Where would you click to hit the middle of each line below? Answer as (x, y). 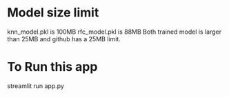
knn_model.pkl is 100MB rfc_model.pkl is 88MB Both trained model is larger (114, 32)
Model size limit (53, 13)
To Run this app (52, 67)
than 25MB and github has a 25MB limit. (64, 39)
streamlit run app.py (36, 86)
